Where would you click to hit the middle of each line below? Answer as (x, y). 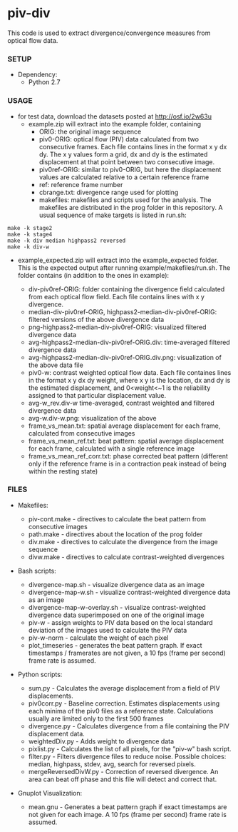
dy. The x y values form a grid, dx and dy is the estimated (123, 154)
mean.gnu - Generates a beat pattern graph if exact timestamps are (128, 807)
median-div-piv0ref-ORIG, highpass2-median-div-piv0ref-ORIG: (123, 311)
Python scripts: (40, 674)
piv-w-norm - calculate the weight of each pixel (98, 638)
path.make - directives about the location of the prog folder (115, 534)
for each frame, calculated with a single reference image (111, 448)
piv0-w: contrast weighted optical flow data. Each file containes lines (130, 372)
